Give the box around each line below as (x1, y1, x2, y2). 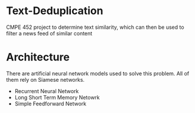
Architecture (6, 51, 70, 64)
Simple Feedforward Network (14, 100, 87, 107)
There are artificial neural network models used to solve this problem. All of (6, 69, 190, 77)
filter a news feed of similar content (6, 29, 93, 36)
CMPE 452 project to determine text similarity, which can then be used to (6, 24, 184, 31)
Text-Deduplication (6, 4, 103, 18)
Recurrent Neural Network (14, 87, 79, 95)
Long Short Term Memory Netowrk (14, 94, 100, 101)
